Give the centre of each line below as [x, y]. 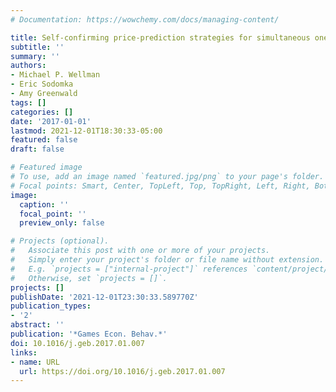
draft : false [37, 149]
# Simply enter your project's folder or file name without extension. [167, 260]
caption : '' [44, 204]
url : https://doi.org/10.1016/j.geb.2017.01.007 [122, 371]
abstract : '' [37, 325]
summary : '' [35, 56]
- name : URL [35, 362]
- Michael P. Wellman [55, 75]
